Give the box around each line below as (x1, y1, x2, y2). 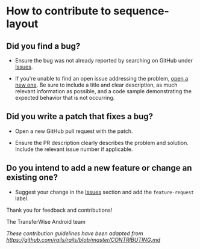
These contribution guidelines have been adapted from (6, 230, 143, 237)
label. (14, 194, 29, 202)
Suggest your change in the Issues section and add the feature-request (14, 188, 194, 195)
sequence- (113, 4, 170, 18)
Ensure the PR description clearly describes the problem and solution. (14, 139, 189, 146)
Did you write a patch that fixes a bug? (6, 111, 154, 121)
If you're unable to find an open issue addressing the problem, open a (14, 75, 189, 82)
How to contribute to (6, 4, 111, 18)
